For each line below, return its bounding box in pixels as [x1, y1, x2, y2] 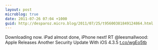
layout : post [5, 7, 32, 12]
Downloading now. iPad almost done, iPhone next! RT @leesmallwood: [5, 34, 149, 40]
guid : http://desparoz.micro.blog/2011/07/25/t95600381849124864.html [5, 21, 154, 26]
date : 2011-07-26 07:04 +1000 [5, 16, 68, 21]
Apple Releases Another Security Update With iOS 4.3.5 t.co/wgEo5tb [5, 40, 147, 46]
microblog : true [5, 12, 39, 17]
